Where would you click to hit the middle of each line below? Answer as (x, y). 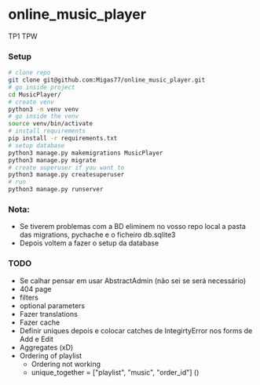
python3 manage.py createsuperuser (66, 175)
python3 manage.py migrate (52, 160)
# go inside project (42, 87)
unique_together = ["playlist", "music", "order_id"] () (115, 372)
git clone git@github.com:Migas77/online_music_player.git (107, 80)
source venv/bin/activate (50, 124)
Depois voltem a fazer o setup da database (89, 243)
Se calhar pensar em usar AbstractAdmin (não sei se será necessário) (133, 281)
